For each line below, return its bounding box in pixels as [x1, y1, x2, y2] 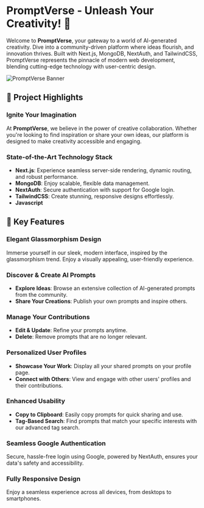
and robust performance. [15, 173, 79, 180]
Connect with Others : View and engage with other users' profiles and [15, 375, 191, 382]
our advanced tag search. [15, 424, 80, 431]
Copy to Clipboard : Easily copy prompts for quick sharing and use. [15, 410, 183, 418]
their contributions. [15, 382, 63, 389]
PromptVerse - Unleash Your [6, 4, 154, 18]
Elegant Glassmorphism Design [6, 235, 102, 244]
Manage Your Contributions [6, 313, 90, 321]
